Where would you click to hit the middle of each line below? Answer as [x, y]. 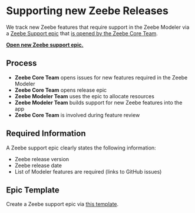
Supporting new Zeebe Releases [87, 11]
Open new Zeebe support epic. [45, 45]
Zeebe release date [38, 165]
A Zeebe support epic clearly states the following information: [81, 148]
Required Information [46, 134]
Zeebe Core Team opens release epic [61, 90]
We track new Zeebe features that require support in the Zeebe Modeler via [98, 27]
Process [22, 63]
